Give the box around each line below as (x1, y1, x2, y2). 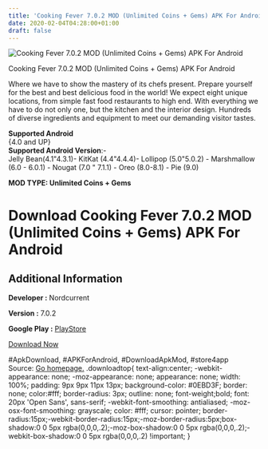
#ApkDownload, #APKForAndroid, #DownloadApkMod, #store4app (8, 355, 229, 364)
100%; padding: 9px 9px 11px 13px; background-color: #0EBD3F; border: (8, 380, 248, 390)
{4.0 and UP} (8, 137, 51, 147)
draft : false (8, 26, 52, 34)
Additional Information (8, 272, 123, 285)
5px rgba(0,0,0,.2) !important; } (89, 431, 191, 441)
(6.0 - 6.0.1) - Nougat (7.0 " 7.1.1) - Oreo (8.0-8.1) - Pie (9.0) (8, 163, 199, 173)
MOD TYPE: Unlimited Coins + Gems (8, 178, 132, 188)
